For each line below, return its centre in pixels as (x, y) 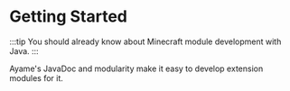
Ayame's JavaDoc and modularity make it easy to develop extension (136, 68)
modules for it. (36, 77)
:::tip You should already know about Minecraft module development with (145, 41)
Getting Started (69, 17)
